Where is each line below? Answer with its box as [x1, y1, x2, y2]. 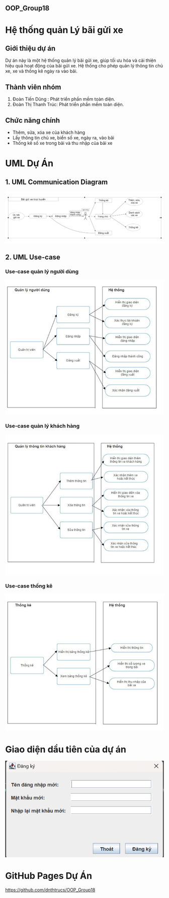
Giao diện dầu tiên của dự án [5, 744, 127, 755]
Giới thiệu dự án [5, 44, 56, 52]
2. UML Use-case [5, 253, 60, 262]
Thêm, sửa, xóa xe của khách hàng [12, 129, 86, 135]
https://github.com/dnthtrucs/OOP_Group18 [5, 886, 96, 892]
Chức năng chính [5, 116, 60, 125]
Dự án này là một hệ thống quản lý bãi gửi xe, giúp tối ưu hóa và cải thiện [5, 57, 156, 63]
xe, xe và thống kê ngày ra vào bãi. [5, 68, 78, 74]
